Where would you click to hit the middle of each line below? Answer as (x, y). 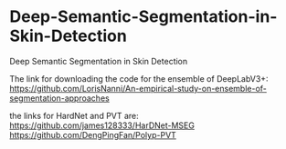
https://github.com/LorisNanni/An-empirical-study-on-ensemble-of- (138, 88)
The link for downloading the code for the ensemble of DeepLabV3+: (139, 78)
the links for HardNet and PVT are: (74, 115)
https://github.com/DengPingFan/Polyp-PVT (93, 134)
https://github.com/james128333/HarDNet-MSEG (102, 125)
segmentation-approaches (59, 98)
